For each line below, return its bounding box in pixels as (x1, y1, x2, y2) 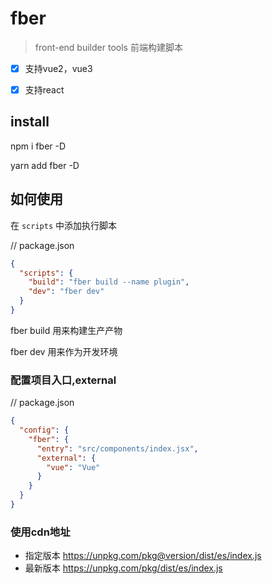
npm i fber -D (10, 140, 67, 152)
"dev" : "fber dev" (28, 287, 105, 297)
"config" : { (19, 425, 70, 436)
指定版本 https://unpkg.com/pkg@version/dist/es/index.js (24, 550, 262, 562)
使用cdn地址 (10, 525, 71, 539)
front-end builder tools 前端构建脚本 (34, 41, 183, 53)
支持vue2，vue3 (24, 62, 93, 74)
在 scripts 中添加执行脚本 (10, 219, 117, 231)
